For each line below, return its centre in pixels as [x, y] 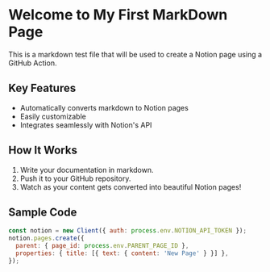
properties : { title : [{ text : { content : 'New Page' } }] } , [122, 253]
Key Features [42, 88]
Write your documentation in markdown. [87, 169]
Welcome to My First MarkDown [118, 15]
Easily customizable [53, 116]
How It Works [43, 151]
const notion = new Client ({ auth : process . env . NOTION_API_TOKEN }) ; [128, 231]
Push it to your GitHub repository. [75, 178]
